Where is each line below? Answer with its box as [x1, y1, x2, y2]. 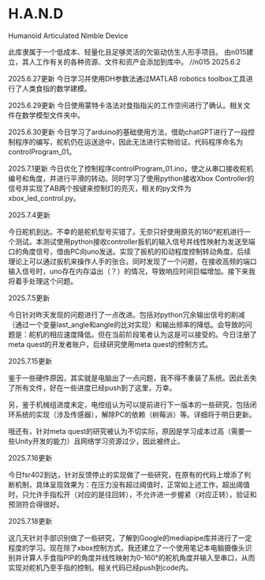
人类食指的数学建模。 [21, 84, 91, 93]
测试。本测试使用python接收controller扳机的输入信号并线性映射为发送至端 [14, 236, 256, 246]
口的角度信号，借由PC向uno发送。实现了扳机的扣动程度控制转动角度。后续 [8, 247, 252, 256]
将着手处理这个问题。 [8, 276, 77, 285]
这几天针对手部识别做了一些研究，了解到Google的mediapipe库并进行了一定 [8, 533, 252, 542]
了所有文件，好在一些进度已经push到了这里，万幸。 [8, 382, 177, 392]
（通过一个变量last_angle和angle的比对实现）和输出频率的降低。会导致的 [8, 319, 246, 329]
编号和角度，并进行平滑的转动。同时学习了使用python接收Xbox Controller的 [8, 173, 255, 183]
